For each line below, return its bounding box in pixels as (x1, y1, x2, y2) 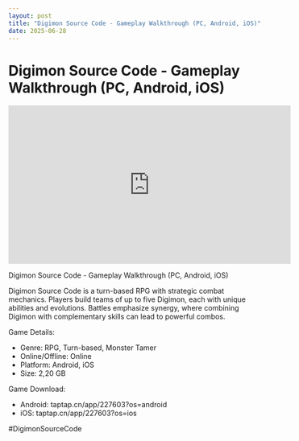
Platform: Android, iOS (19, 360, 95, 370)
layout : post (8, 11, 52, 20)
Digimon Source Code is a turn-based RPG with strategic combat (8, 286, 225, 296)
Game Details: (8, 328, 55, 337)
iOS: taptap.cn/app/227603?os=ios (19, 408, 137, 418)
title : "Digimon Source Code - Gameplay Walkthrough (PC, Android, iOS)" (8, 19, 262, 27)
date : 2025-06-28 (8, 27, 67, 35)
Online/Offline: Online (19, 352, 92, 361)
